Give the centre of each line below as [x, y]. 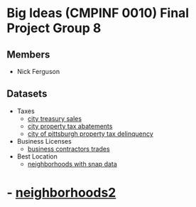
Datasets [27, 94]
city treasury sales [55, 118]
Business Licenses [44, 141]
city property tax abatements [70, 126]
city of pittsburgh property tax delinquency [90, 134]
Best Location [37, 156]
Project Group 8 [54, 28]
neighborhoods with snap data [72, 164]
